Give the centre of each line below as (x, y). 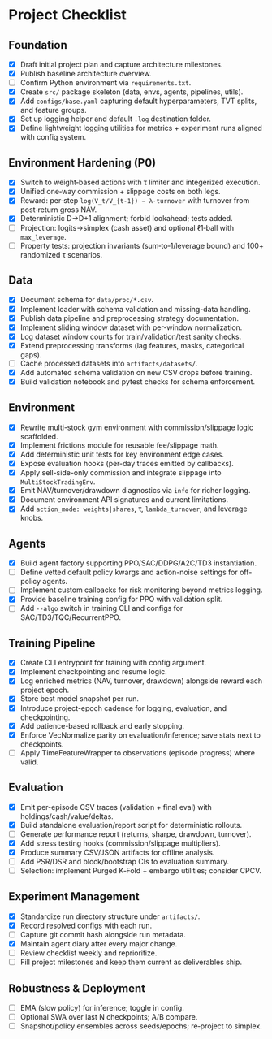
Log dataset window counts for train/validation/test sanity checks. (131, 336)
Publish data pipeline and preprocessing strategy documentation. (130, 318)
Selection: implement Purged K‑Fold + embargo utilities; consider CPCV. (141, 870)
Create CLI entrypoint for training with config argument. (113, 663)
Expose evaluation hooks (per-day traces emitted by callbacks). (127, 463)
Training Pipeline (52, 643)
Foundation (38, 45)
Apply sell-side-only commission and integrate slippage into (121, 473)
